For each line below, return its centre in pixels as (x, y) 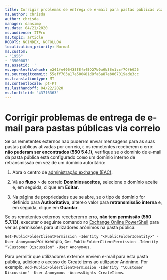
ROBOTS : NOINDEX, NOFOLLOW (33, 42)
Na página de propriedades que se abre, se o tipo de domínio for (79, 197)
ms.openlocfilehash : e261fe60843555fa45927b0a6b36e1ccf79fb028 (72, 70)
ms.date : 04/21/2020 (27, 28)
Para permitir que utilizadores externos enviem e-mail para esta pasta (77, 257)
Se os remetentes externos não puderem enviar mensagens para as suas (80, 141)
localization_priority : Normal (38, 47)
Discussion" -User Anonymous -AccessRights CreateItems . (65, 272)
